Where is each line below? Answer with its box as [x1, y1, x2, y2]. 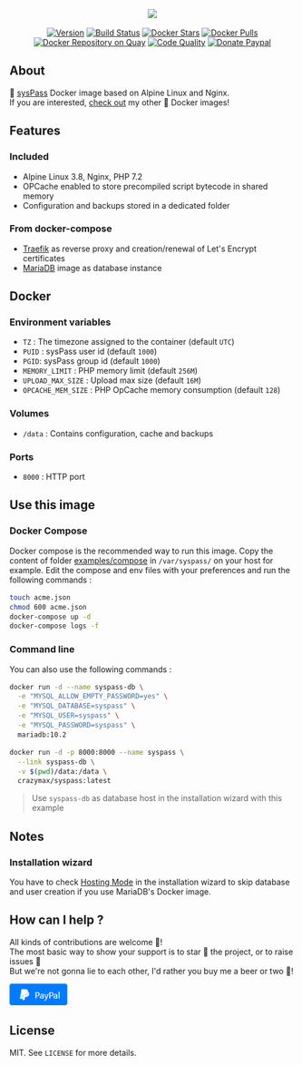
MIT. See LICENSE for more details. [9, 1047, 137, 1058]
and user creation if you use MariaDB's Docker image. [9, 886, 211, 897]
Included [9, 151, 50, 163]
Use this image [9, 497, 95, 513]
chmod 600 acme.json [9, 602, 88, 611]
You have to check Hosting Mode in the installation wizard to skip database [9, 876, 290, 887]
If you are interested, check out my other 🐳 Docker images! [9, 96, 229, 108]
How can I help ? [9, 913, 104, 928]
